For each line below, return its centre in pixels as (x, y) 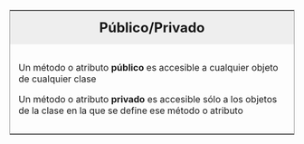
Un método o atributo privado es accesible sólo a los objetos (148, 99)
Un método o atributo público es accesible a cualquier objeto (148, 67)
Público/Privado (152, 28)
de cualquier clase (57, 79)
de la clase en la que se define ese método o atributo (131, 110)
